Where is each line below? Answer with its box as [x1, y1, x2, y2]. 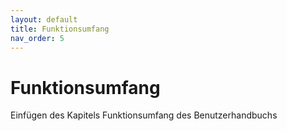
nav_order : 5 [10, 33, 65, 43]
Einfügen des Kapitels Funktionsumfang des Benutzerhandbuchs [10, 109, 278, 121]
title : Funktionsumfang [10, 24, 110, 34]
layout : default [10, 14, 78, 25]
